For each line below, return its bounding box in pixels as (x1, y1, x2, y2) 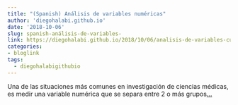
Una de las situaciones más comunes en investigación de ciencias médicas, (7, 82, 229, 90)
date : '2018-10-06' (7, 23, 65, 30)
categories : (7, 43, 42, 50)
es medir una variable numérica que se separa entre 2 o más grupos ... (7, 89, 212, 98)
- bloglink (7, 50, 40, 57)
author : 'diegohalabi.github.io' (7, 17, 106, 24)
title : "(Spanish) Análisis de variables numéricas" (7, 10, 166, 18)
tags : (7, 56, 23, 63)
